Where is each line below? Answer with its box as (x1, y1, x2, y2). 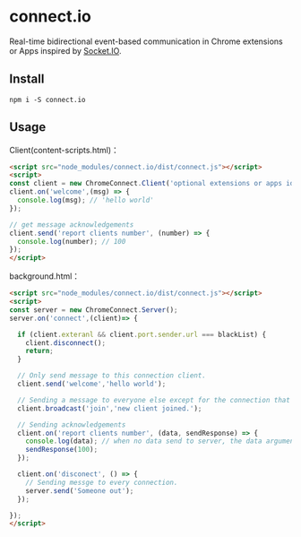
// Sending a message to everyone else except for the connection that (17, 395, 291, 404)
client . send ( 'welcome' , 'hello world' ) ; (17, 379, 167, 389)
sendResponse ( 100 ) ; (25, 446, 99, 455)
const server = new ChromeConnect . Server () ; (9, 305, 178, 315)
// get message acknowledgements (9, 220, 134, 230)
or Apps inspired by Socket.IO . (9, 45, 122, 56)
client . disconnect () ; (25, 338, 106, 347)
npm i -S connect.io (9, 95, 87, 104)
